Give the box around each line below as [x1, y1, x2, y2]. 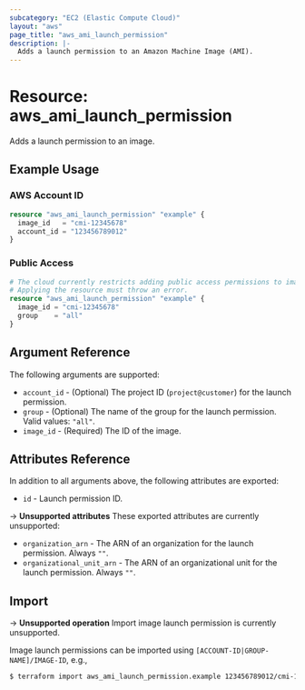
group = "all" [17, 311, 84, 321]
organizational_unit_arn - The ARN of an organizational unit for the [22, 557, 278, 568]
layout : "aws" [9, 22, 64, 31]
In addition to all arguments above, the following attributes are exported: [9, 475, 280, 486]
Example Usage [9, 162, 100, 177]
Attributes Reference [9, 452, 131, 466]
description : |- [9, 38, 71, 48]
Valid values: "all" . [22, 415, 95, 426]
